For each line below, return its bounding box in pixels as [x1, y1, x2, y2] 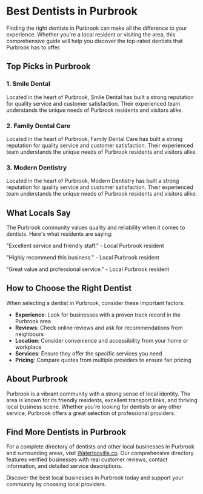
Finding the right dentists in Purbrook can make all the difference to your [6, 24, 188, 32]
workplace [15, 343, 42, 351]
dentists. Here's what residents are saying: [6, 230, 113, 238]
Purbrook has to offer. [6, 44, 61, 51]
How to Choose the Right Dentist [6, 283, 132, 293]
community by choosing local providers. [6, 481, 107, 488]
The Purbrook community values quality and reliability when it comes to [6, 224, 185, 232]
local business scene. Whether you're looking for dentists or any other [6, 403, 182, 410]
